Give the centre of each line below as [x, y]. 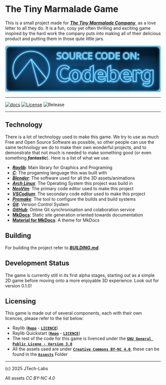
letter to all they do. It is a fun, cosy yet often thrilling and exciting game [78, 28]
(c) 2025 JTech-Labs [27, 369]
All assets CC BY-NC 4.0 [30, 378]
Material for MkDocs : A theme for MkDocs [56, 220]
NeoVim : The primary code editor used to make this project [73, 188]
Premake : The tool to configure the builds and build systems [74, 199]
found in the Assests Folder [40, 354]
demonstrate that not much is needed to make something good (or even [78, 153]
